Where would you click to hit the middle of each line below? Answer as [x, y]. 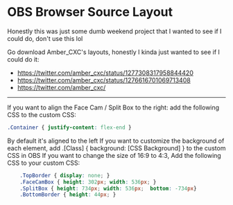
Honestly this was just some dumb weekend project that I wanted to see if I [114, 31]
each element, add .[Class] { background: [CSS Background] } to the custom [116, 148]
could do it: [23, 59]
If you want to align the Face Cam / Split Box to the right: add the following [113, 107]
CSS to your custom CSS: [44, 163]
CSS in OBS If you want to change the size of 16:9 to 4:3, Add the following [114, 155]
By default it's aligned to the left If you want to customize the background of [116, 141]
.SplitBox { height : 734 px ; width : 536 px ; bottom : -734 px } [108, 188]
